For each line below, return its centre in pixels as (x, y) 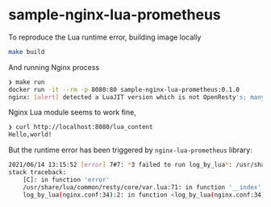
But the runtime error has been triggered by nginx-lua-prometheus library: (130, 150)
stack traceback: (38, 172)
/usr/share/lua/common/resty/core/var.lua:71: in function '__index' (142, 187)
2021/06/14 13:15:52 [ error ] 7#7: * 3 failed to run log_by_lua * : (120, 165)
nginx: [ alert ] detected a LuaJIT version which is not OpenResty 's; (128, 97)
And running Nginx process (54, 67)
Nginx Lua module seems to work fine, (73, 112)
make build (27, 52)
